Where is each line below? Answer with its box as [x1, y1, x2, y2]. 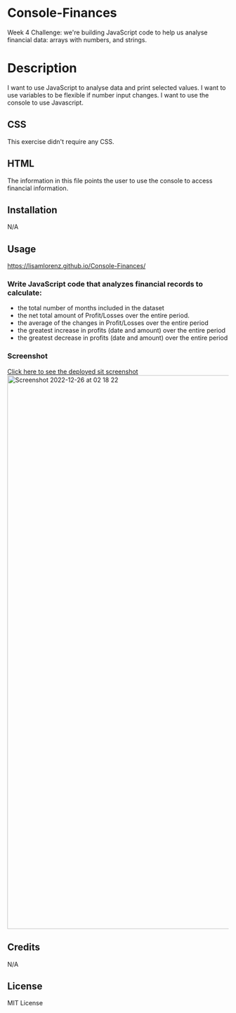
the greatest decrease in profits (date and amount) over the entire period [17, 333, 228, 342]
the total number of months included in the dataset [17, 304, 165, 312]
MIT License [7, 999, 44, 1007]
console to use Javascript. [7, 98, 84, 107]
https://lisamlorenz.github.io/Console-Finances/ [7, 262, 146, 270]
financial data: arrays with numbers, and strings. [7, 35, 147, 44]
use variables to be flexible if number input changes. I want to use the [7, 91, 209, 99]
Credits [7, 941, 41, 953]
